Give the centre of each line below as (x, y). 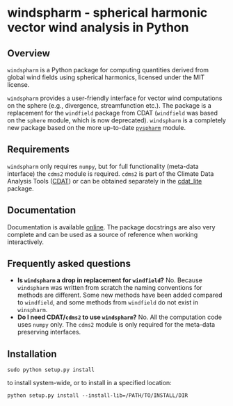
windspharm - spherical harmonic (107, 13)
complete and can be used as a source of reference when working (103, 234)
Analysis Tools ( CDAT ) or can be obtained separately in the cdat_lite (105, 181)
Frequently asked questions (69, 264)
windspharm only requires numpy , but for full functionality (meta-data (103, 166)
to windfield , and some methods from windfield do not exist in (108, 302)
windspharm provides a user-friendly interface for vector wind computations (115, 98)
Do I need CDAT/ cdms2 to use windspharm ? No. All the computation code (120, 317)
